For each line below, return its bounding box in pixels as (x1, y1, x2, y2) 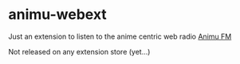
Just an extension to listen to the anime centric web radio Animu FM (8, 32, 232, 41)
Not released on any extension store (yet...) (8, 47, 151, 56)
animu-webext (8, 6, 108, 24)
